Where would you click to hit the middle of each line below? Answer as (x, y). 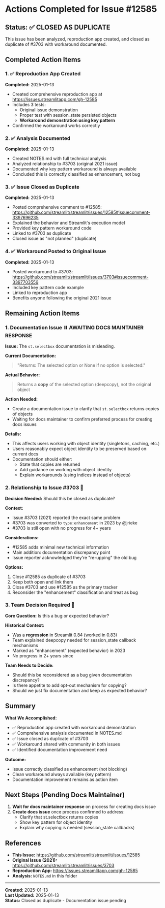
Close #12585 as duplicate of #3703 (49, 577)
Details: (13, 434)
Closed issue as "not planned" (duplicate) (54, 239)
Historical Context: (25, 625)
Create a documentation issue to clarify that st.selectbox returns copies (86, 409)
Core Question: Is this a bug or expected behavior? (57, 616)
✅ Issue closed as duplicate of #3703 (50, 738)
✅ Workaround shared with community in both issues (66, 744)
